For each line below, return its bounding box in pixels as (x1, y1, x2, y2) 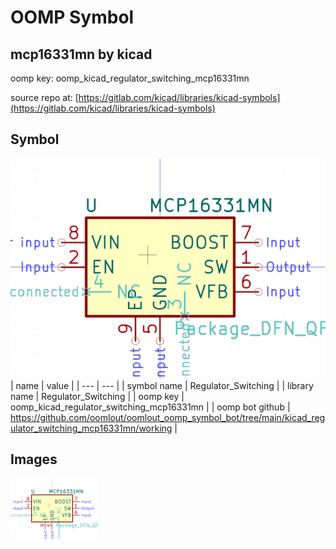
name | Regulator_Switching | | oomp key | (10, 390, 185, 402)
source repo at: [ (10, 92, 79, 103)
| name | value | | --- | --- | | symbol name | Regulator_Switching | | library (10, 379, 314, 391)
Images (10, 451, 58, 468)
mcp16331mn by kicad (10, 46, 153, 63)
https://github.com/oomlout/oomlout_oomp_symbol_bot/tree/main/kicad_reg (10, 411, 326, 423)
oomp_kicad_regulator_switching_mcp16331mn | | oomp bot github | (10, 401, 291, 413)
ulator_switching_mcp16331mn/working (10, 422, 173, 434)
